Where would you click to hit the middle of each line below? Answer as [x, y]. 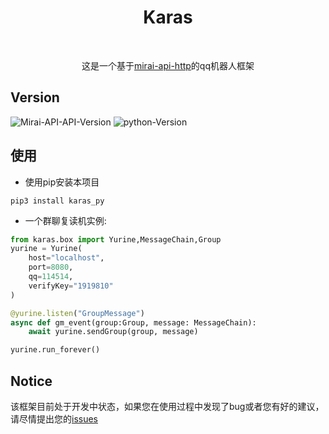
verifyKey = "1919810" [71, 286]
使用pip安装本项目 [62, 182]
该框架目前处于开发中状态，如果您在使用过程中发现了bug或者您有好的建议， [167, 406]
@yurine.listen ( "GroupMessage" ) [77, 313]
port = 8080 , [51, 267]
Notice [31, 381]
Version [35, 97]
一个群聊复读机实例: [65, 220]
